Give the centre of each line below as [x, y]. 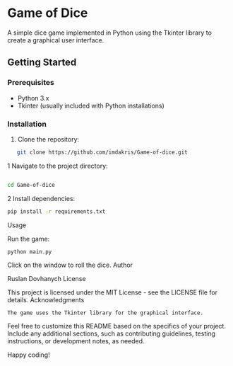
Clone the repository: [48, 139]
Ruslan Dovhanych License [47, 279]
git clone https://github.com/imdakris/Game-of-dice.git [102, 152]
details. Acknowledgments [46, 300]
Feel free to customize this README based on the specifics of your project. [116, 326]
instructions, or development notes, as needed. [76, 341]
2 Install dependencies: [41, 198]
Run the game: [29, 239]
